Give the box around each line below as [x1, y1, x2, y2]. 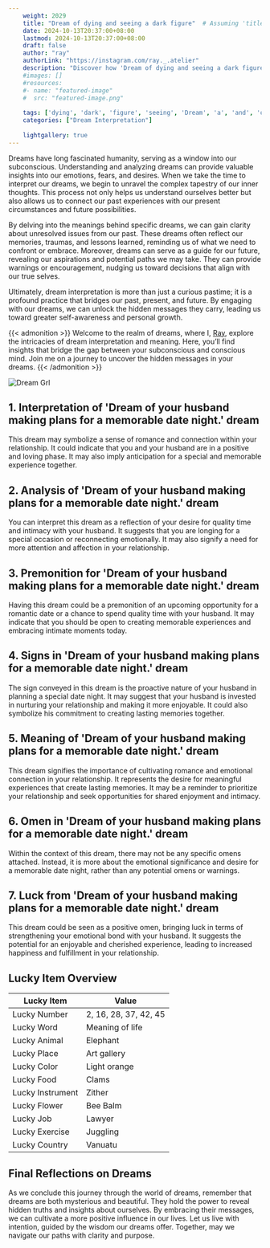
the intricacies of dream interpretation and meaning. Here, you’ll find [8, 336, 235, 346]
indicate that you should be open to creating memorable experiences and [8, 618, 252, 627]
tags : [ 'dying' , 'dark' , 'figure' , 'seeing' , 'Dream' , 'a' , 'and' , [22, 109, 254, 117]
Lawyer [85, 1113, 114, 1124]
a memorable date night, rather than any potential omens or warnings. [8, 865, 239, 875]
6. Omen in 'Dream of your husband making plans [8, 814, 261, 828]
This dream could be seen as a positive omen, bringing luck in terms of [8, 923, 243, 932]
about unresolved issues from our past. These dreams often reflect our [8, 228, 243, 238]
